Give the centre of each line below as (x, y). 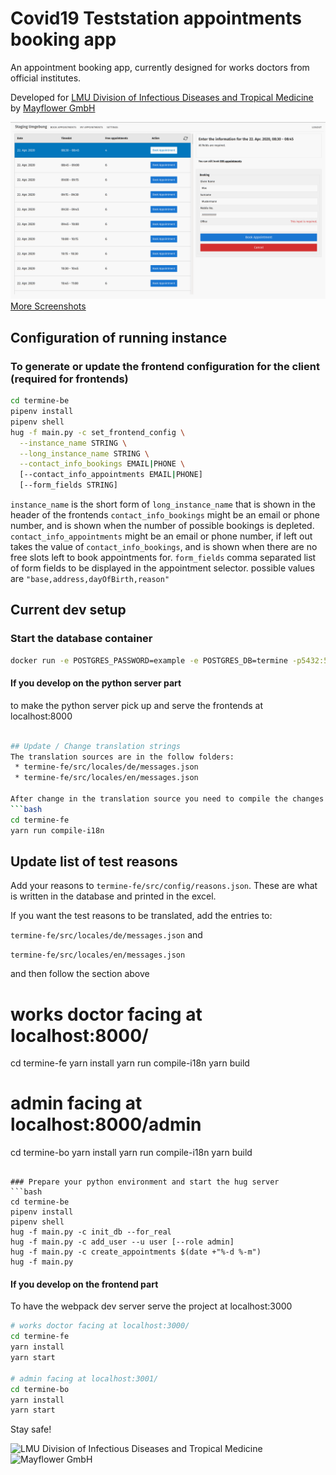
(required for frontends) (69, 379)
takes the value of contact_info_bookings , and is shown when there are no (164, 546)
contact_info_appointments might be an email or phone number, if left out (161, 536)
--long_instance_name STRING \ (84, 453)
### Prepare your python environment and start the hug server (145, 1182)
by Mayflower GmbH (53, 108)
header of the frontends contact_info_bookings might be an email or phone (165, 515)
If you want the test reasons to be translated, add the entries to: (141, 916)
